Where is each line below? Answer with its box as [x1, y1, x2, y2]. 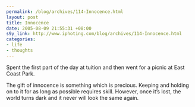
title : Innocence [6, 20, 49, 26]
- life [6, 42, 23, 48]
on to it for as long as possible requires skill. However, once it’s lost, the [6, 87, 181, 95]
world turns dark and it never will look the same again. [6, 94, 139, 101]
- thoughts [6, 48, 33, 53]
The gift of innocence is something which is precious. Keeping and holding [6, 81, 189, 89]
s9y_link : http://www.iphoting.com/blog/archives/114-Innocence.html [6, 31, 183, 37]
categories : [6, 36, 36, 42]
